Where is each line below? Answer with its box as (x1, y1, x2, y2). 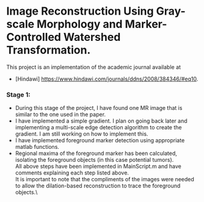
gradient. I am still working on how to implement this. (15, 130, 148, 138)
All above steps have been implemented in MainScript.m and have (15, 163, 181, 170)
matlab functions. (15, 143, 60, 151)
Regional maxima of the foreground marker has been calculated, (15, 150, 177, 157)
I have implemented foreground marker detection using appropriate (15, 137, 185, 144)
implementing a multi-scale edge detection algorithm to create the (15, 124, 182, 131)
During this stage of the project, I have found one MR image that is (15, 104, 183, 112)
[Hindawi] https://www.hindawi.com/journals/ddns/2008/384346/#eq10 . (15, 75, 199, 82)
